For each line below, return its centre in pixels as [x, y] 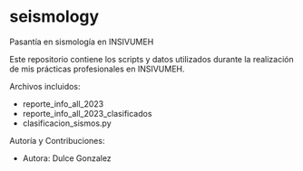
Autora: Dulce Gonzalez [67, 158]
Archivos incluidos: [45, 86]
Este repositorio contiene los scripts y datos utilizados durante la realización [152, 59]
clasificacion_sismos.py [67, 123]
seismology [54, 17]
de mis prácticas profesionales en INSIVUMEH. [97, 69]
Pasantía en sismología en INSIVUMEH [82, 42]
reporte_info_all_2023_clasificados [87, 113]
